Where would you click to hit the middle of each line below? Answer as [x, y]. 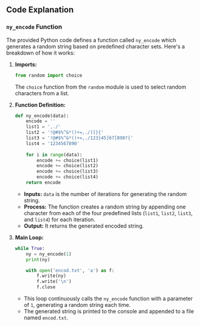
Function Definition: [40, 105]
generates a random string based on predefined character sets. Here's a [96, 46]
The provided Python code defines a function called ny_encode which [91, 40]
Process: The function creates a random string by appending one [105, 207]
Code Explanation [40, 10]
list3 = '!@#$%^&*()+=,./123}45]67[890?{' [80, 138]
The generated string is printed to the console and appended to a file [109, 312]
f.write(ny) [51, 276]
